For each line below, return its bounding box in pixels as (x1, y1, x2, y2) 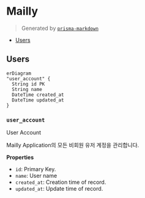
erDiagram (6, 70, 32, 76)
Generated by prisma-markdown (21, 24, 99, 32)
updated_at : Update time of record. (15, 185, 103, 193)
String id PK (12, 81, 45, 87)
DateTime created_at (12, 92, 64, 98)
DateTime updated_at (12, 97, 64, 103)
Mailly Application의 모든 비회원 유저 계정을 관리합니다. (6, 142, 139, 149)
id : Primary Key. (15, 166, 56, 173)
